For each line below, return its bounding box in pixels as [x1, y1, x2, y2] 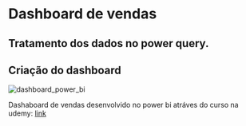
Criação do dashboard [8, 63, 121, 77]
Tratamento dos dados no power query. [8, 37, 209, 50]
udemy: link [8, 108, 46, 118]
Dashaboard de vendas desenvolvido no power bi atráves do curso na [8, 100, 239, 110]
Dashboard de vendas [8, 5, 157, 23]
